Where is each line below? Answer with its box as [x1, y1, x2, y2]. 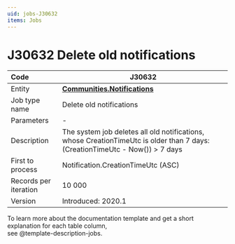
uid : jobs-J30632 [7, 10, 58, 18]
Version [10, 196, 36, 206]
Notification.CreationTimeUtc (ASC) [62, 161, 180, 170]
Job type [10, 95, 41, 105]
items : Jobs [7, 17, 42, 24]
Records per [10, 176, 51, 186]
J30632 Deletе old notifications [7, 47, 196, 63]
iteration [10, 185, 38, 195]
